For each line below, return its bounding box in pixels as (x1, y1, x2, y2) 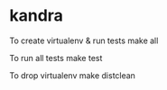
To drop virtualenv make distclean (9, 69, 135, 81)
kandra (9, 5, 63, 26)
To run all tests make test (9, 52, 103, 63)
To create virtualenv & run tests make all (9, 35, 159, 46)
